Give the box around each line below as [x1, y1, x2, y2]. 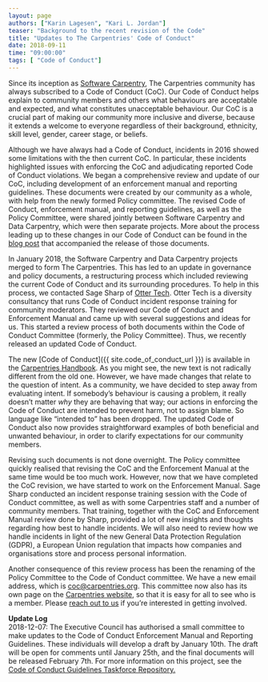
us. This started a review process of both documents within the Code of [8, 322, 246, 331]
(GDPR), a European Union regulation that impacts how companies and [8, 540, 242, 549]
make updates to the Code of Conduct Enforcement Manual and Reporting [8, 630, 254, 640]
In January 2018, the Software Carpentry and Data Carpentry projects [8, 254, 238, 263]
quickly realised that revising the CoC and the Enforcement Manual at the [8, 463, 250, 473]
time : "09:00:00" [8, 49, 66, 57]
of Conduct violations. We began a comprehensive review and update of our [8, 170, 260, 180]
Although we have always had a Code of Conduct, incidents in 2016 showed [8, 145, 259, 154]
